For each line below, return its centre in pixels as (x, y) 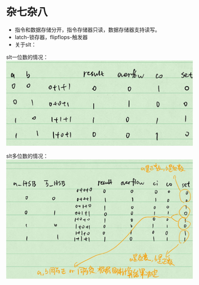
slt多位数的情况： (27, 156)
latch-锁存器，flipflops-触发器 (51, 37)
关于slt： (25, 44)
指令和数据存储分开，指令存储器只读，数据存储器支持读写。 (87, 30)
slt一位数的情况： (27, 57)
